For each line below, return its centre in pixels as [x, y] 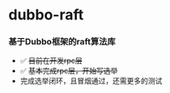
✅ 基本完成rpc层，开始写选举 [69, 71]
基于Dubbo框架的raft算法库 [62, 42]
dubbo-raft [46, 15]
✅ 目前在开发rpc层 [51, 61]
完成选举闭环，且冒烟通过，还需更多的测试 [91, 81]
